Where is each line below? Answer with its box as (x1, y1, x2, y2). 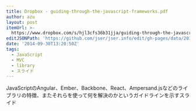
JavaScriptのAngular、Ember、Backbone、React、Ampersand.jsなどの (6, 85, 178, 92)
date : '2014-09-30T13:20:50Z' (6, 41, 80, 47)
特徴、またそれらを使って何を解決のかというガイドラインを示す (26, 92, 180, 99)
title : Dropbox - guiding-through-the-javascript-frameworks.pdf (6, 8, 168, 15)
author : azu (6, 14, 35, 20)
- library (11, 62, 35, 69)
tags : (6, 46, 19, 52)
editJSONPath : (6, 35, 41, 41)
